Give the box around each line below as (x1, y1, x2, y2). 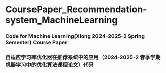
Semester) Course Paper (5, 39, 68, 46)
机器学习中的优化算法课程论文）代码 (5, 61, 94, 68)
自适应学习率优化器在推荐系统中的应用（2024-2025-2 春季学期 (5, 54, 161, 61)
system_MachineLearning (5, 14, 118, 26)
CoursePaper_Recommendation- (5, 4, 147, 15)
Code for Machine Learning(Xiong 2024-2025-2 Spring (5, 33, 145, 40)
